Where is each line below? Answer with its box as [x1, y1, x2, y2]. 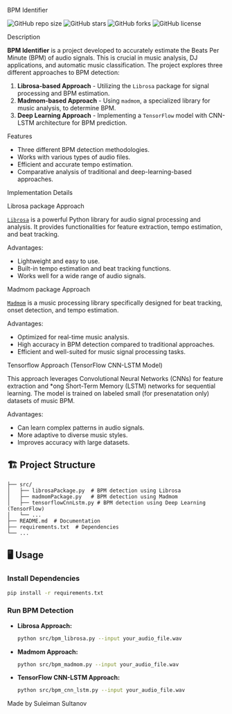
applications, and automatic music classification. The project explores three [7, 61, 223, 69]
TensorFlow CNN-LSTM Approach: [17, 673, 120, 682]
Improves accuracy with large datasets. [17, 439, 130, 446]
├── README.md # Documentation [7, 517, 100, 525]
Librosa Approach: [17, 621, 73, 630]
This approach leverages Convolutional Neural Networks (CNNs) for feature [7, 375, 224, 382]
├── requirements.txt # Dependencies [7, 523, 119, 530]
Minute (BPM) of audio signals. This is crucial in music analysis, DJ [7, 53, 198, 62]
